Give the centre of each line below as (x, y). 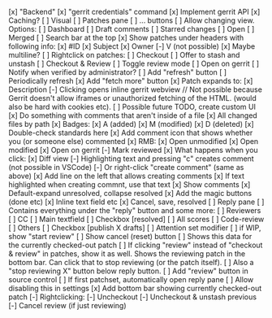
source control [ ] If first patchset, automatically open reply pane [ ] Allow (131, 279)
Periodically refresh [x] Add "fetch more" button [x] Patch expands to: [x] (131, 81)
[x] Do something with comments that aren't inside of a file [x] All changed (133, 115)
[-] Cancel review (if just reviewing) (68, 305)
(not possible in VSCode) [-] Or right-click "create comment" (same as (126, 167)
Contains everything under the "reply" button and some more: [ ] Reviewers (135, 210)
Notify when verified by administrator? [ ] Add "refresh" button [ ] (118, 72)
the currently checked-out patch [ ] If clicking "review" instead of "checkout (136, 245)
